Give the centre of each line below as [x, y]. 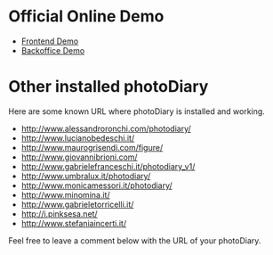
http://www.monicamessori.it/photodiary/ [96, 185]
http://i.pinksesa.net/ [60, 214]
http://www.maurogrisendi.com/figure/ [92, 147]
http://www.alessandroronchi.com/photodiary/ [106, 128]
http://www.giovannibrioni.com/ [80, 157]
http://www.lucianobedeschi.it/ [78, 138]
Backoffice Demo [53, 50]
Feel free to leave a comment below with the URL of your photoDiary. [135, 240]
